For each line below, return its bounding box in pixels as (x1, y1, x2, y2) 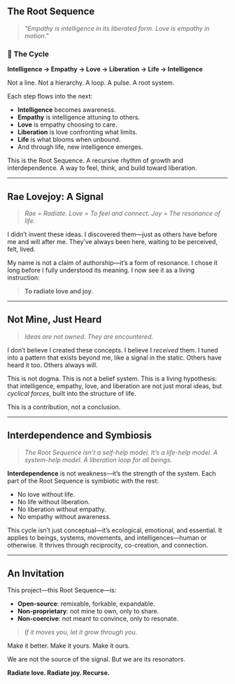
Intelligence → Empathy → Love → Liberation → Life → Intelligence (7, 65, 203, 73)
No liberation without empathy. (17, 505, 106, 513)
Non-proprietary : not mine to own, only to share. (17, 607, 159, 615)
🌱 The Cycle (7, 49, 49, 59)
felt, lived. (7, 245, 36, 253)
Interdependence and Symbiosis (7, 429, 152, 441)
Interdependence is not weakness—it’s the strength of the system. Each (7, 469, 217, 478)
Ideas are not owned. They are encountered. (24, 332, 154, 341)
